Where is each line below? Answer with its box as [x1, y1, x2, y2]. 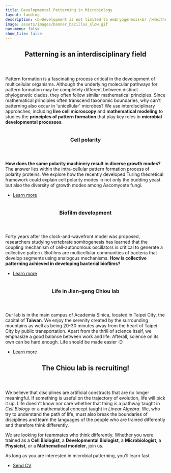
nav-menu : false [5, 27, 40, 32]
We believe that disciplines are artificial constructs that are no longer [5, 389, 149, 396]
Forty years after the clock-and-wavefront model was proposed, [5, 233, 140, 240]
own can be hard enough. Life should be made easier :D [5, 339, 123, 345]
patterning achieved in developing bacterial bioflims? [5, 260, 121, 267]
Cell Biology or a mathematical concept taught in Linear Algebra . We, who [5, 406, 160, 412]
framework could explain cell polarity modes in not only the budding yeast [5, 177, 161, 183]
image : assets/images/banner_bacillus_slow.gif [5, 21, 108, 27]
